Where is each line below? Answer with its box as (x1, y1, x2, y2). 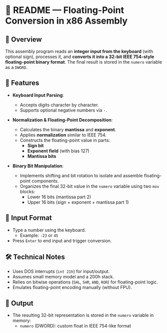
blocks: (19, 188, 35, 194)
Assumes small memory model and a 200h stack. (12, 274, 114, 280)
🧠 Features (5, 79, 39, 87)
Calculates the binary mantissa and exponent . (19, 126, 116, 132)
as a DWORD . (5, 65, 27, 70)
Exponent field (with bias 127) (27, 148, 90, 154)
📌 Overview (5, 35, 42, 44)
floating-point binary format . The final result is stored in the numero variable (5, 59, 162, 65)
